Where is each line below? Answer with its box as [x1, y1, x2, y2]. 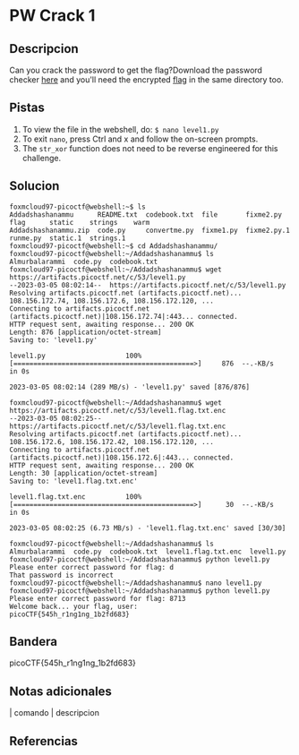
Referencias [9, 734, 79, 749]
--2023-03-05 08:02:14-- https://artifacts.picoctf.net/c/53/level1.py [9, 280, 286, 289]
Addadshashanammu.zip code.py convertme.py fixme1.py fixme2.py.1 [9, 226, 291, 235]
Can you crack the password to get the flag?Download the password [9, 64, 262, 75]
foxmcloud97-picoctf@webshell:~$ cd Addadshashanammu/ [9, 241, 218, 251]
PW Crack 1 [9, 5, 96, 26]
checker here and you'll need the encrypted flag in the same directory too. [9, 74, 284, 85]
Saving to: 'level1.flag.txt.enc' [9, 476, 139, 485]
